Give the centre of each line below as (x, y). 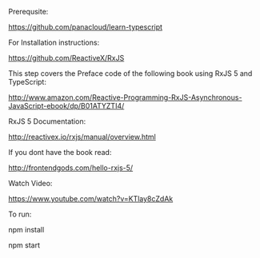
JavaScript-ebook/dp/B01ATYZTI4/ (66, 106)
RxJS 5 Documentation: (47, 121)
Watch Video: (30, 183)
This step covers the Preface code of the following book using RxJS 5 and (130, 73)
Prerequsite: (28, 12)
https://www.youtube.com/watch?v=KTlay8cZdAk (91, 198)
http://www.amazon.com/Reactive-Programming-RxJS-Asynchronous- (125, 97)
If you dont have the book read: (60, 152)
